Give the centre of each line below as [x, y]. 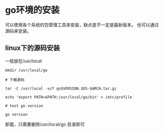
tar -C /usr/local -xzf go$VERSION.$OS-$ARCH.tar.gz [61, 88]
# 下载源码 [15, 80]
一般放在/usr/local [24, 61]
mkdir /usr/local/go [27, 70]
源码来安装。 [18, 31]
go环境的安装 [32, 10]
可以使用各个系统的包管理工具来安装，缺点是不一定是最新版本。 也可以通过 [82, 25]
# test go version [24, 106]
